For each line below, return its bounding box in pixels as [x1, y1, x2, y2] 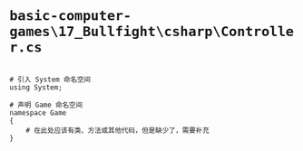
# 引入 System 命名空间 [9, 75, 91, 84]
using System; [9, 82, 64, 92]
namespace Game [9, 108, 67, 118]
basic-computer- [9, 7, 132, 24]
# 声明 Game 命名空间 [9, 100, 83, 109]
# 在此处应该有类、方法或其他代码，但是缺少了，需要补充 [25, 126, 210, 135]
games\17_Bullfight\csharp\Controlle [9, 24, 295, 41]
